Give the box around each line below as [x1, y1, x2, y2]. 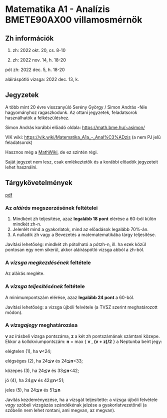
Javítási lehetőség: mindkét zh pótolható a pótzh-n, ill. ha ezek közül [5, 241, 146, 247]
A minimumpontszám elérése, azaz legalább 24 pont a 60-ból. [5, 294, 134, 300]
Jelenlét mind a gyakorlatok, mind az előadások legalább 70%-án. [12, 226, 149, 232]
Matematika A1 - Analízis [5, 3, 110, 15]
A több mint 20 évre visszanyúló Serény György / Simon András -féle [5, 104, 147, 110]
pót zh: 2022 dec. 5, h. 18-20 [5, 66, 65, 72]
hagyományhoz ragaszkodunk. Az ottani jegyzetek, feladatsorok [5, 109, 137, 115]
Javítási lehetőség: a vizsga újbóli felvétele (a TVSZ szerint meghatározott [5, 304, 158, 310]
